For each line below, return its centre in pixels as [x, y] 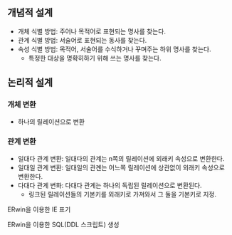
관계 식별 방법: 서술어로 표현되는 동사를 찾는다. [82, 40]
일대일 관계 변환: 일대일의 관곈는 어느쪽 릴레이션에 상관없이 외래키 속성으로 [121, 167]
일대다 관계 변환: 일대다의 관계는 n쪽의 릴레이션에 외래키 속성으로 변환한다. [121, 158]
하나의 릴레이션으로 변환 [51, 121]
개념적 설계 [30, 13]
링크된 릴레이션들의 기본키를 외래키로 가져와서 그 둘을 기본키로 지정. [122, 194]
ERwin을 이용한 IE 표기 [39, 209]
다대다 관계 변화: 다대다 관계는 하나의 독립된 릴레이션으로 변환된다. [110, 185]
